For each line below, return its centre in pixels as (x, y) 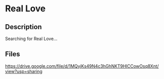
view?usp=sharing (24, 71)
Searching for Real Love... (31, 39)
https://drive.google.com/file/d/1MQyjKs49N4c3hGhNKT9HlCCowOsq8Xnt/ (82, 66)
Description (23, 27)
